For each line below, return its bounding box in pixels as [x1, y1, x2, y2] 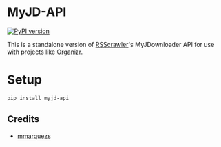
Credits [7, 113, 40, 125]
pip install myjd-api [7, 95, 70, 101]
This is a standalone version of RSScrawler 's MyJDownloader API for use [7, 40, 215, 48]
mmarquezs [17, 132, 52, 140]
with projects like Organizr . [7, 48, 83, 56]
